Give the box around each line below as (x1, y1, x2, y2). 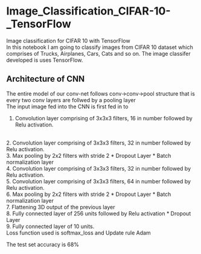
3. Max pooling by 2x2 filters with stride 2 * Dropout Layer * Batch (6, 152, 171, 159)
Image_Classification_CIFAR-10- (6, 4, 171, 18)
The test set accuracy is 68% (6, 241, 80, 248)
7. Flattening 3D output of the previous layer (6, 203, 115, 210)
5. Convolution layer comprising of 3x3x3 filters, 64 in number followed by (6, 177, 191, 185)
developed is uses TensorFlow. (6, 56, 83, 63)
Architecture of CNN (6, 74, 85, 84)
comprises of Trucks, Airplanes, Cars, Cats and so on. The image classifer (6, 50, 191, 57)
